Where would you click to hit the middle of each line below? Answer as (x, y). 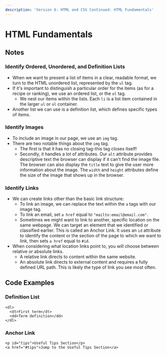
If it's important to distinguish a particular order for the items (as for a (83, 88)
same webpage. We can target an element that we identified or (84, 225)
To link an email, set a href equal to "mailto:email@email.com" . (84, 214)
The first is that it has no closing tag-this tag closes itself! (78, 148)
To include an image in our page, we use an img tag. (65, 138)
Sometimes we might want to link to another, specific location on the (89, 220)
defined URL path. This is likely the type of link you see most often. (88, 267)
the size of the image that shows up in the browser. (72, 175)
